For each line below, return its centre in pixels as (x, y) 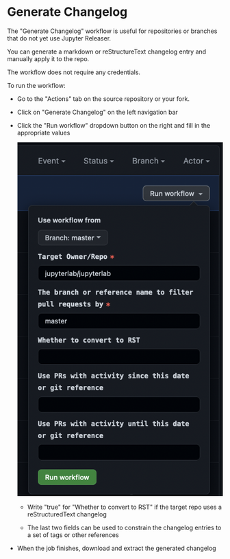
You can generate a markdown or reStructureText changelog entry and (107, 52)
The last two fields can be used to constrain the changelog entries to (124, 528)
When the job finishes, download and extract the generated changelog (117, 548)
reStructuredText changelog (67, 514)
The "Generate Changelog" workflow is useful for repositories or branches (112, 31)
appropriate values (43, 133)
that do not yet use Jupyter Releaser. (59, 38)
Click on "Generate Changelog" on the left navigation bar (97, 112)
